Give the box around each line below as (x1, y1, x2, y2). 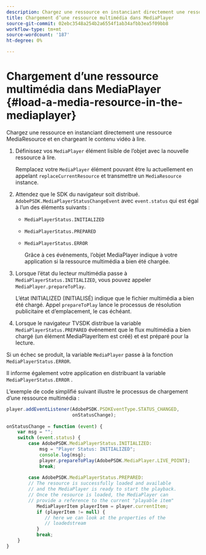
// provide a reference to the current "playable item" (28, 497, 174, 503)
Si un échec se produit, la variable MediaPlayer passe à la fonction (6, 351, 174, 358)
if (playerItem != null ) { (36, 509, 105, 515)
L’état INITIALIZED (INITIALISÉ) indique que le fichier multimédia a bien (15, 294, 194, 301)
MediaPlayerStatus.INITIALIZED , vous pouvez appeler (15, 276, 151, 283)
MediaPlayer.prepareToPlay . (15, 282, 86, 290)
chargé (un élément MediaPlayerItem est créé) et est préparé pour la (15, 332, 189, 340)
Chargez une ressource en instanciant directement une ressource (6, 128, 172, 136)
